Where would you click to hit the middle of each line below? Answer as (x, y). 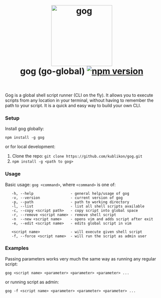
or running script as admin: (32, 282)
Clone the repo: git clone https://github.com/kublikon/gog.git (77, 156)
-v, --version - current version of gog (67, 198)
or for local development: (30, 147)
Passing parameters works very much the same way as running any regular (81, 259)
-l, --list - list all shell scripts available (78, 206)
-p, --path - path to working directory (71, 202)
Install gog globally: (25, 129)
